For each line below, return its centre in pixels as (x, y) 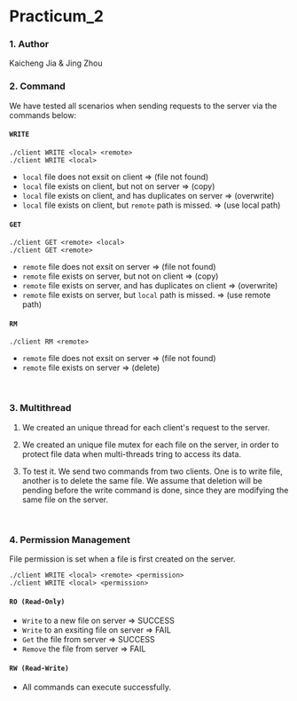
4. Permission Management (70, 540)
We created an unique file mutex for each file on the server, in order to (150, 445)
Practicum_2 (57, 16)
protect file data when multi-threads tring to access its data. (132, 453)
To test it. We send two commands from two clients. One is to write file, (152, 471)
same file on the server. (65, 500)
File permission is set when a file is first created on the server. (123, 559)
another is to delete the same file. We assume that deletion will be (142, 480)
